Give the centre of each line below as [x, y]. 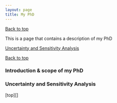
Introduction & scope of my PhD [44, 70]
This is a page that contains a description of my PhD [59, 38]
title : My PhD [20, 14]
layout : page [19, 10]
